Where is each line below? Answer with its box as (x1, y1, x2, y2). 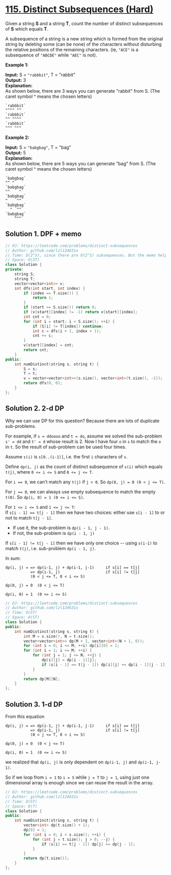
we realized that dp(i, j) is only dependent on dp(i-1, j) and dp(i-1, (5, 759, 154, 765)
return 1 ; (32, 295, 53, 300)
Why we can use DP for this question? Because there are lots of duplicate (5, 418, 160, 424)
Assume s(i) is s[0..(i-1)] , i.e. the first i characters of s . (5, 453, 128, 459)
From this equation (5, 714, 45, 719)
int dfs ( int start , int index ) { (14, 286, 85, 291)
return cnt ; (23, 347, 49, 352)
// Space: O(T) (5, 804, 38, 809)
